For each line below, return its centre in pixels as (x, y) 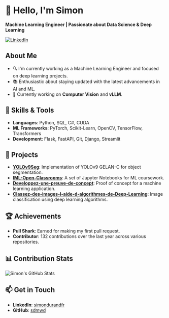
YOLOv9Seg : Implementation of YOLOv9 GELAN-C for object (77, 167)
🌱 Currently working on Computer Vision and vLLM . (67, 94)
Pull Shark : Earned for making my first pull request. (66, 231)
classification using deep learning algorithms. (60, 200)
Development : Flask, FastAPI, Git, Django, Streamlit (66, 139)
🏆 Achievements (33, 216)
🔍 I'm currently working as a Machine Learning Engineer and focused (86, 68)
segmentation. (28, 172)
